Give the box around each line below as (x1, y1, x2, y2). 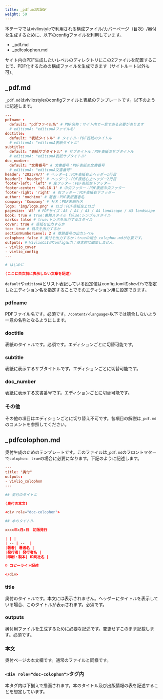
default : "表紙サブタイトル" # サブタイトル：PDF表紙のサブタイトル (9, 149, 134, 154)
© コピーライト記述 (5, 563, 39, 568)
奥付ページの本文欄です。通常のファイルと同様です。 (5, 657, 111, 663)
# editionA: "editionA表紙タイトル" (9, 140, 80, 145)
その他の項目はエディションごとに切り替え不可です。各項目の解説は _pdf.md (5, 415, 157, 421)
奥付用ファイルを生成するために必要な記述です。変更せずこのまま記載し (5, 626, 150, 632)
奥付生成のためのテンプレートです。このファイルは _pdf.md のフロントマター (5, 449, 157, 455)
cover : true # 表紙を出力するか (5, 222, 65, 227)
